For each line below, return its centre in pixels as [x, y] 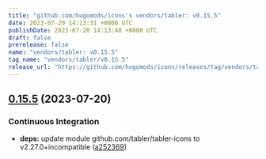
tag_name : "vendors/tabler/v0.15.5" [68, 60]
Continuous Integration [54, 122]
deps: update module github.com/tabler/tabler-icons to [110, 138]
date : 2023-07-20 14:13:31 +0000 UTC [70, 23]
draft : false [30, 38]
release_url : [30, 67]
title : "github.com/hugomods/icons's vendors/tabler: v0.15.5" [115, 15]
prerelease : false [38, 45]
